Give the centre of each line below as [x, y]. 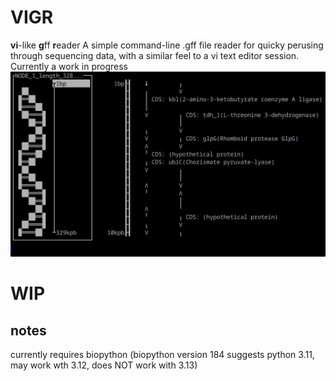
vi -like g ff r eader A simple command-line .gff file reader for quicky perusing [167, 45]
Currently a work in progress [69, 66]
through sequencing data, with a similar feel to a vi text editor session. [155, 55]
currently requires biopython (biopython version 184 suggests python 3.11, [162, 355]
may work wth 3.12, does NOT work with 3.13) [104, 365]
